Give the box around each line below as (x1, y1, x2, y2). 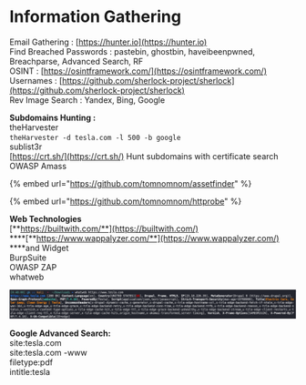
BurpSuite (9, 252, 47, 263)
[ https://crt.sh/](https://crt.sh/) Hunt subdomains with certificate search (9, 150, 280, 161)
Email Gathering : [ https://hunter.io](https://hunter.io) (9, 36, 208, 47)
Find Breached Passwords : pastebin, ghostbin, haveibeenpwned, (9, 46, 256, 56)
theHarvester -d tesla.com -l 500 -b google (9, 133, 181, 142)
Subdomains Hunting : (9, 112, 97, 123)
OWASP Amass (9, 160, 66, 171)
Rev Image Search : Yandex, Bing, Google (9, 94, 166, 106)
